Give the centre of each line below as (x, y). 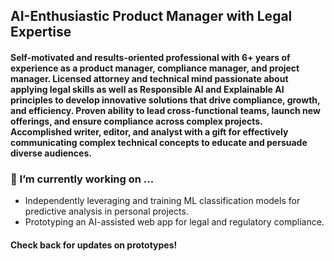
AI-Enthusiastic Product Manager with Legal (151, 16)
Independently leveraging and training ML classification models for (162, 201)
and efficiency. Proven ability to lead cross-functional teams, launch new (165, 110)
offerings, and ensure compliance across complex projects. (136, 121)
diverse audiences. (51, 153)
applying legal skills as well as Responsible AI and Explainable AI (147, 89)
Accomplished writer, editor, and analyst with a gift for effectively (149, 131)
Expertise (41, 32)
